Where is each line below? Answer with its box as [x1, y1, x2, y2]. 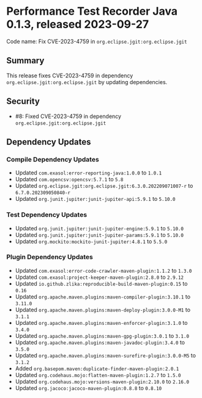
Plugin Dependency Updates [6, 253, 93, 262]
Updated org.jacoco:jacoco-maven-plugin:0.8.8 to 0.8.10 [15, 384, 162, 391]
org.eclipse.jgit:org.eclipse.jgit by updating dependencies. [6, 78, 168, 85]
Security [6, 96, 40, 107]
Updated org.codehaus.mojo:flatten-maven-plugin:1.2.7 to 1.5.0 [15, 371, 181, 378]
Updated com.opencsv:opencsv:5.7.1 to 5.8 [15, 176, 124, 183]
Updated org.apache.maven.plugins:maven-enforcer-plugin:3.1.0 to [15, 319, 188, 326]
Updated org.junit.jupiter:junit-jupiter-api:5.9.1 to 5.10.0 [15, 195, 176, 203]
